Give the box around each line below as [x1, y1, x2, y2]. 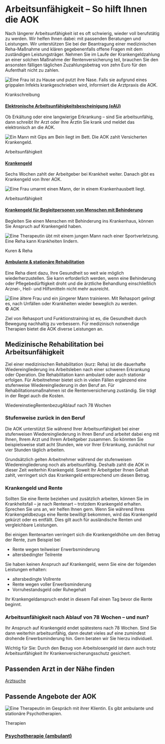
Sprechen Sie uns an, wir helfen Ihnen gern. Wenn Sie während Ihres [5, 506, 145, 512]
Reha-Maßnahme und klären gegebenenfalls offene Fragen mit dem [5, 46, 143, 52]
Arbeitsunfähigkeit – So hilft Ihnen [5, 3, 147, 15]
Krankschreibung [5, 92, 40, 97]
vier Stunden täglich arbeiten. [5, 447, 66, 453]
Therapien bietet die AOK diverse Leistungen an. [5, 325, 104, 332]
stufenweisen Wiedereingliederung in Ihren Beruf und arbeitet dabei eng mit [5, 431, 159, 437]
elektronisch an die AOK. [5, 125, 56, 131]
